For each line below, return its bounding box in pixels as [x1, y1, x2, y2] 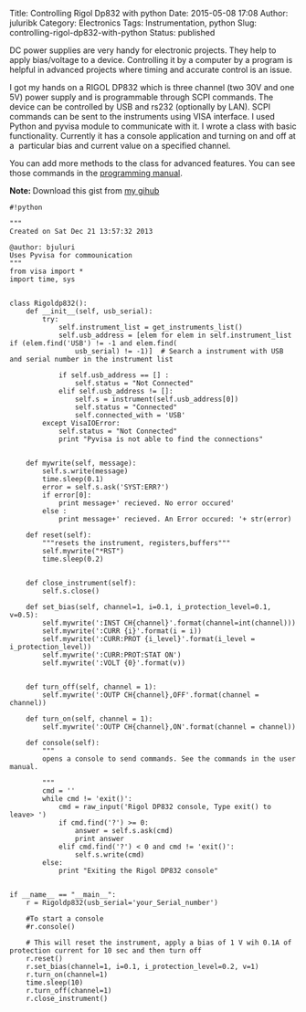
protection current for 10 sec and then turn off [9, 946, 203, 955]
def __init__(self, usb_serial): [26, 307, 153, 316]
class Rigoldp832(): [9, 299, 89, 308]
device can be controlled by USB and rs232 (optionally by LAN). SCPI [9, 101, 271, 112]
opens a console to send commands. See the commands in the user [42, 754, 297, 764]
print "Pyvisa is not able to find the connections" [58, 435, 263, 444]
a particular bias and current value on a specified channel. [9, 141, 231, 151]
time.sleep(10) [26, 978, 84, 987]
